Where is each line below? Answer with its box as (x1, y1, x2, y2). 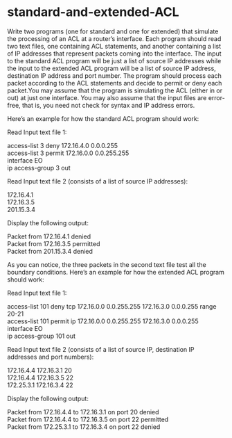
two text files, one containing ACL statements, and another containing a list (7, 42, 222, 50)
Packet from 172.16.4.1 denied (7, 232, 91, 241)
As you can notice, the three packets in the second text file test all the (7, 260, 206, 268)
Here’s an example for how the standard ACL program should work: (7, 114, 199, 122)
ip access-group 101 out (7, 332, 76, 340)
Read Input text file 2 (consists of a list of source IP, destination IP (7, 345, 195, 353)
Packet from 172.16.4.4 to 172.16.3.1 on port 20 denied (7, 407, 159, 416)
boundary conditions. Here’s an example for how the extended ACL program (7, 268, 225, 276)
